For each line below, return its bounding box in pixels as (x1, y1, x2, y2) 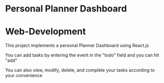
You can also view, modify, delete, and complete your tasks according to (5, 67, 155, 73)
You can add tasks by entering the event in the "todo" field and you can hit (5, 52, 159, 58)
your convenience (5, 72, 43, 78)
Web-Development (5, 26, 86, 37)
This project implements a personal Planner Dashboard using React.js (5, 42, 149, 48)
